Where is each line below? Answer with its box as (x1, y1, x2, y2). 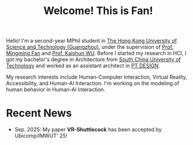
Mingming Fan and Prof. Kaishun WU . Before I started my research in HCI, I (6, 50, 187, 57)
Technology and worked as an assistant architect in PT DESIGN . (6, 62, 160, 69)
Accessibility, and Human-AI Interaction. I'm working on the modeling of (6, 80, 180, 87)
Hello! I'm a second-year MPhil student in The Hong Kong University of (6, 37, 177, 45)
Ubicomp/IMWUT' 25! (14, 132, 68, 139)
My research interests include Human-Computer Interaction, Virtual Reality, (6, 73, 188, 80)
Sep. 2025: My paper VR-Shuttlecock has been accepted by (14, 126, 162, 133)
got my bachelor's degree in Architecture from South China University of (6, 56, 181, 63)
